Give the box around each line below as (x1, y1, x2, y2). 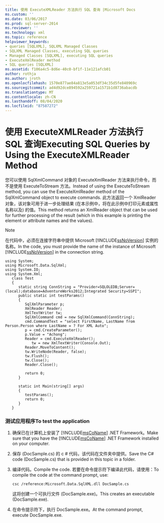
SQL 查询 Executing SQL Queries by (5, 139, 150, 150)
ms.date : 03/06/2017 (5, 16, 48, 21)
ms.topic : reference (5, 35, 48, 40)
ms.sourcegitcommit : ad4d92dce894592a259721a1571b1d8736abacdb (5, 85, 137, 90)
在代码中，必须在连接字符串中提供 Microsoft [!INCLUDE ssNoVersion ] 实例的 (5, 237, 159, 243)
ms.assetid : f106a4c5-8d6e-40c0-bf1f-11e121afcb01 (5, 67, 111, 72)
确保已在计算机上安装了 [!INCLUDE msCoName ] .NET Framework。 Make (12, 430, 159, 436)
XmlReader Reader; (25, 306, 63, 311)
